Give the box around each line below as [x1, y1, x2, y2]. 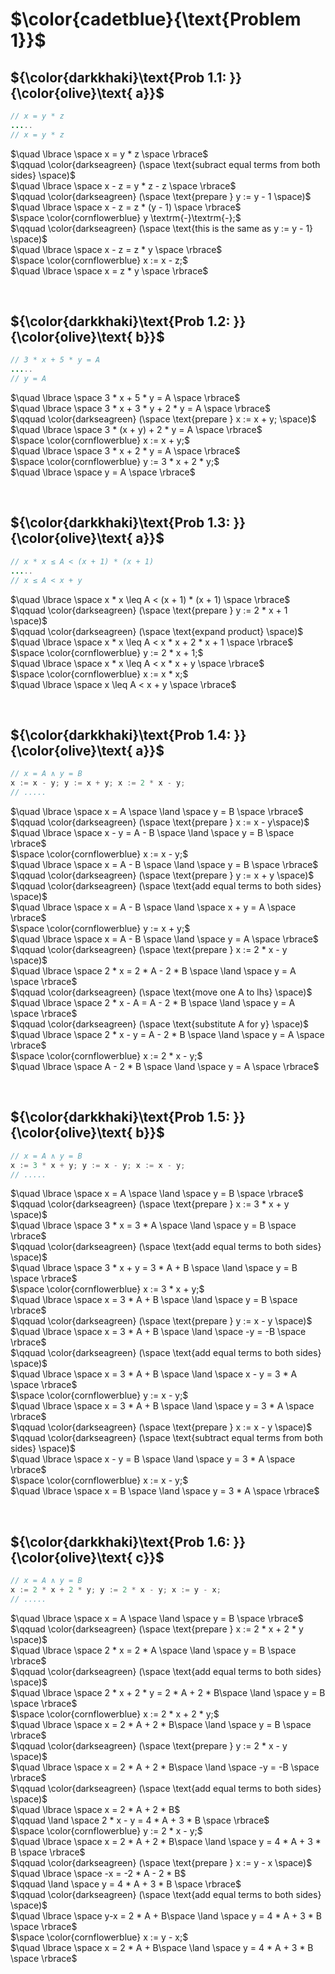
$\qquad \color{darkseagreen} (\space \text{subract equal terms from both [10, 158, 321, 170]
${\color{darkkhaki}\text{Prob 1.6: [10, 1533, 231, 1550]
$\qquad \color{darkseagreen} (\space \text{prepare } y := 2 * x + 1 [10, 604, 288, 616]
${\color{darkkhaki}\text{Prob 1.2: [10, 313, 231, 330]
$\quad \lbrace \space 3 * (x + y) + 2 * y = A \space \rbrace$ [10, 424, 263, 436]
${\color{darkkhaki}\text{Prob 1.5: [10, 1109, 231, 1126]
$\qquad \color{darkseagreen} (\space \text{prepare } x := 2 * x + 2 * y [10, 1623, 304, 1635]
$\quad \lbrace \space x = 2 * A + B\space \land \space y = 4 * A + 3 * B [10, 1941, 314, 1953]
